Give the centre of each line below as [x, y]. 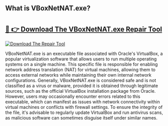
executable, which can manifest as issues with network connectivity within [82, 102]
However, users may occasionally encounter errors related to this [73, 96]
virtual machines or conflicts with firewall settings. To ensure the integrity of [84, 107]
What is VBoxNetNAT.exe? [48, 8]
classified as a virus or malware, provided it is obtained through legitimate [82, 86]
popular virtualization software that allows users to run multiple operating [81, 59]
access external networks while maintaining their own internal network [78, 75]
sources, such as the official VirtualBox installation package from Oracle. [80, 91]
